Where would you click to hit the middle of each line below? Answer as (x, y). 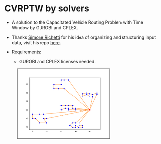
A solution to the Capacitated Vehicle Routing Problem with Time (78, 22)
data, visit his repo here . (36, 42)
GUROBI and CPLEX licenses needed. (57, 61)
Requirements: (26, 52)
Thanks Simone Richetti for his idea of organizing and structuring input (84, 37)
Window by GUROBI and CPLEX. (45, 27)
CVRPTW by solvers (47, 9)
